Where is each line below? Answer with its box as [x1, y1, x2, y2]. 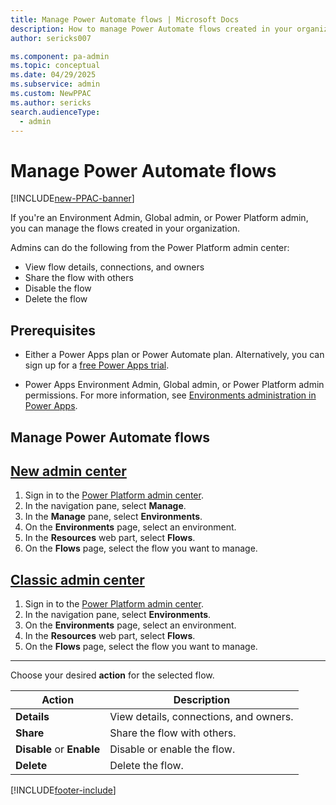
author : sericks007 [10, 33, 92, 43]
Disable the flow [24, 282, 92, 295]
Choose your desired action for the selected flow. [10, 669, 215, 681]
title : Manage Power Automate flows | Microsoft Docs [10, 14, 240, 25]
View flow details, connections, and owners [24, 261, 205, 273]
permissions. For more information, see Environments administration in [24, 389, 317, 401]
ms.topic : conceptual [10, 61, 101, 71]
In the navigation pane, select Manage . [24, 500, 187, 512]
